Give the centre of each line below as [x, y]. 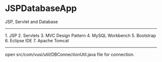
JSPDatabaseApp [41, 8]
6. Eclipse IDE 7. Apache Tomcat [37, 40]
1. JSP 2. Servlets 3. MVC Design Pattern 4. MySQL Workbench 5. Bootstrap [81, 35]
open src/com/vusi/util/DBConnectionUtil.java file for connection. [70, 54]
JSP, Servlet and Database [32, 22]
